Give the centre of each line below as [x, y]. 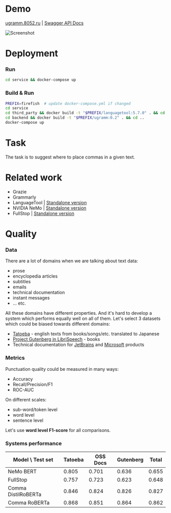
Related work [34, 178]
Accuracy [23, 379]
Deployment [32, 53]
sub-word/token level [35, 409]
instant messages [31, 298]
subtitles [22, 282]
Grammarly [24, 197]
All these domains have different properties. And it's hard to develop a [79, 313]
